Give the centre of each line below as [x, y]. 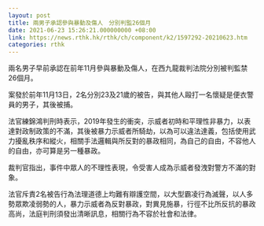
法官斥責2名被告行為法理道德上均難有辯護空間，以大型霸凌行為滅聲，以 [124, 195]
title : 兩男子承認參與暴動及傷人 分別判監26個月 [80, 23]
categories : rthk [37, 45]
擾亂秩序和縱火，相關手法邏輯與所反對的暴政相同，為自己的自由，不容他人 [135, 141]
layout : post [29, 15]
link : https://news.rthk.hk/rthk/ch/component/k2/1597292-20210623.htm [128, 37]
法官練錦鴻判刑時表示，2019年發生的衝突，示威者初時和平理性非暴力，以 [126, 121]
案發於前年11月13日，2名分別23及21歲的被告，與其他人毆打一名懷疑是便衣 [128, 94]
